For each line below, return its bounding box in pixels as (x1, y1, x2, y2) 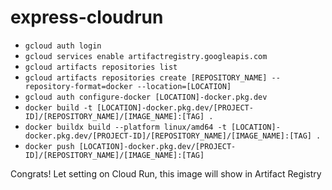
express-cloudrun (10, 6, 164, 29)
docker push (24, 141, 75, 151)
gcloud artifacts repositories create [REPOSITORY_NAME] (24, 72, 268, 83)
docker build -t (24, 102, 93, 113)
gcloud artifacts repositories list (24, 62, 178, 72)
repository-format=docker (24, 81, 133, 91)
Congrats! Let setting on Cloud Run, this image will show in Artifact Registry (10, 167, 322, 180)
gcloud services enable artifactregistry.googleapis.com (24, 51, 268, 61)
